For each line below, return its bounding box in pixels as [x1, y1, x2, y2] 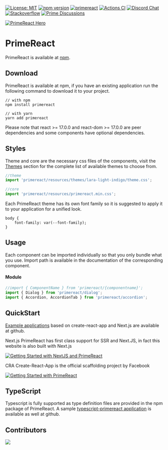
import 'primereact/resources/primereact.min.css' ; [5, 191, 116, 197]
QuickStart [5, 309, 40, 317]
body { [5, 216, 19, 221]
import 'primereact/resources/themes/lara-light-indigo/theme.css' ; [5, 178, 152, 183]
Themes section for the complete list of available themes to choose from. [5, 163, 157, 169]
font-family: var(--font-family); [14, 220, 87, 225]
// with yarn [5, 111, 33, 116]
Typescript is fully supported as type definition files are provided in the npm [5, 400, 163, 406]
